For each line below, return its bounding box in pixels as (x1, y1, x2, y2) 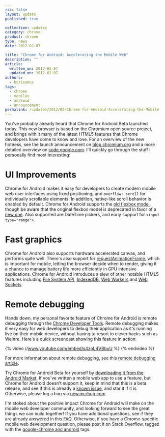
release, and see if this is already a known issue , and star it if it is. (5, 385, 138, 391)
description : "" (5, 57, 38, 62)
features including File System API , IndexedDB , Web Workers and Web (5, 276, 148, 282)
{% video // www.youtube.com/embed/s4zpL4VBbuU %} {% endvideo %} (5, 345, 155, 351)
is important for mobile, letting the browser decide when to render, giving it (5, 261, 157, 266)
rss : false (5, 7, 27, 12)
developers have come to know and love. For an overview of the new (5, 136, 145, 143)
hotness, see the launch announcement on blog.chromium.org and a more (5, 142, 155, 147)
